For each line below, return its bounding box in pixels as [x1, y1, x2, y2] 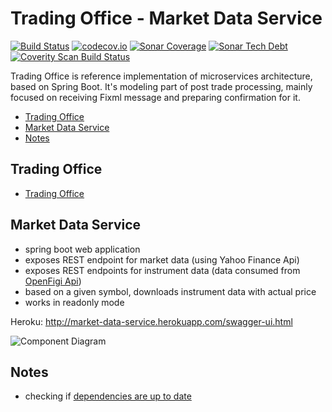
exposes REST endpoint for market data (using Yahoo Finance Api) [24, 253, 300, 266]
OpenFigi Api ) [24, 275, 82, 287]
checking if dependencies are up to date [24, 390, 192, 402]
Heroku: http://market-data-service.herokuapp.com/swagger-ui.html [10, 315, 293, 327]
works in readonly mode [24, 296, 125, 308]
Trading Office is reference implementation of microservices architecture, [10, 70, 313, 82]
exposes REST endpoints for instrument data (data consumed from [24, 264, 301, 276]
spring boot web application [24, 243, 141, 255]
